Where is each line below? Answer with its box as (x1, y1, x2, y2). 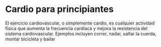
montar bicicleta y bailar (5, 36, 55, 42)
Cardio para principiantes (5, 3, 114, 15)
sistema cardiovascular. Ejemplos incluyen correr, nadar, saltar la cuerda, (5, 30, 157, 36)
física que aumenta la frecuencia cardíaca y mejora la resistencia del (5, 25, 147, 31)
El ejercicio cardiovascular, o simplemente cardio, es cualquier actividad (5, 20, 155, 26)
